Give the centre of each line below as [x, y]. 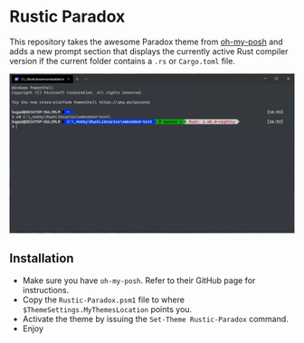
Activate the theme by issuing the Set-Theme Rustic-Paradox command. [156, 319]
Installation [42, 258]
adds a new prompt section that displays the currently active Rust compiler [149, 51]
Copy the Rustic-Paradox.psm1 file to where [104, 300]
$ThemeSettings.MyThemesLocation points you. [107, 309]
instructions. [46, 290]
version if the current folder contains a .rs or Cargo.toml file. [122, 61]
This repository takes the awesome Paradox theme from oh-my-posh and [146, 42]
